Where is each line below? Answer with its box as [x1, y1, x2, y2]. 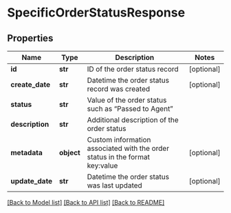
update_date [10, 176, 53, 185]
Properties [7, 32, 54, 44]
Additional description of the [87, 115, 179, 125]
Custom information [87, 135, 151, 144]
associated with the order [87, 143, 170, 153]
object [58, 148, 80, 157]
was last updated [87, 181, 142, 190]
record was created [87, 84, 150, 94]
